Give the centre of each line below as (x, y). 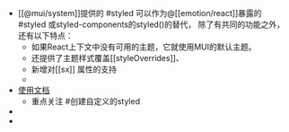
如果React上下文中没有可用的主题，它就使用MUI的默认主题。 (144, 47)
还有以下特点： (45, 35)
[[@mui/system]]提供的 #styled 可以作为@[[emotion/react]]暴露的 (140, 13)
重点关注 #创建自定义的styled (86, 101)
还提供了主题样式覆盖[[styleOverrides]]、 (107, 58)
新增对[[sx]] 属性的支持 (74, 69)
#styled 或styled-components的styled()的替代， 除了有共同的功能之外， (151, 24)
